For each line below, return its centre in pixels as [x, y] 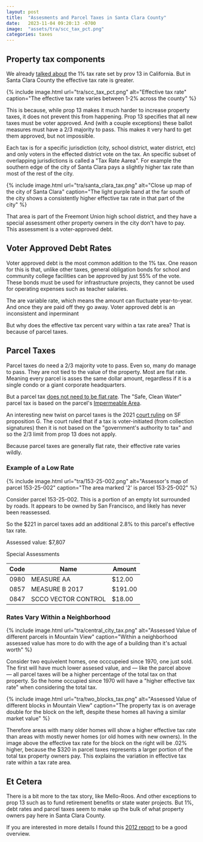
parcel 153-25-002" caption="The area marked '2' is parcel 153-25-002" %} [102, 487]
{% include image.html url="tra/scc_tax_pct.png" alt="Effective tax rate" [96, 92]
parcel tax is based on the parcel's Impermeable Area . [74, 403]
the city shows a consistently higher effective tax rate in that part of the [95, 198]
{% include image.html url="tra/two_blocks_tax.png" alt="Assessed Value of [101, 699]
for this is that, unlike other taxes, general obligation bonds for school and [98, 269]
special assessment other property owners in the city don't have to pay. [96, 223]
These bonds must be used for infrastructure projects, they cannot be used [100, 282]
